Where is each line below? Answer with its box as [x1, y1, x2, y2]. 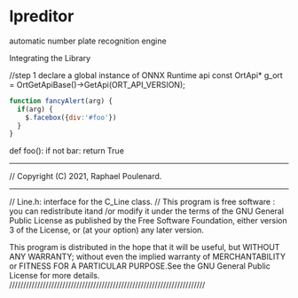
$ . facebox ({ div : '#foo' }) [25, 113, 117, 122]
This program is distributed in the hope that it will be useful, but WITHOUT [9, 242, 280, 253]
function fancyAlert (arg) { [9, 96, 114, 106]
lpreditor [9, 6, 74, 27]
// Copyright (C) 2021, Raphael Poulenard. [9, 171, 162, 182]
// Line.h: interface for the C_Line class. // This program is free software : [9, 197, 276, 208]
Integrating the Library [9, 52, 91, 63]
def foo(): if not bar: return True [9, 145, 124, 156]
